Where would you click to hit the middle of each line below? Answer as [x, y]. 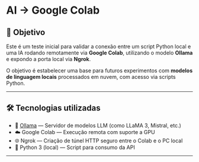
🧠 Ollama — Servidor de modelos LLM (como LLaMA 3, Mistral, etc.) [98, 125]
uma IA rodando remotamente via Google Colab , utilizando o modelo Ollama [99, 53]
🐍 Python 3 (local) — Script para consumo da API [75, 147]
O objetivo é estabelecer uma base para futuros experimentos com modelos [99, 71]
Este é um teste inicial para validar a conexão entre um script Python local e [99, 46]
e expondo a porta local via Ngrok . [49, 59]
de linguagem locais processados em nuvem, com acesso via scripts [91, 77]
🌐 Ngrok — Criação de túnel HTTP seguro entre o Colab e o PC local [99, 141]
